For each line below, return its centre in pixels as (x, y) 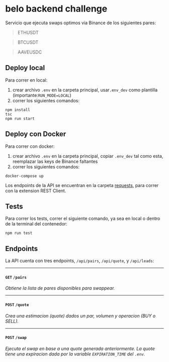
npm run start (20, 118)
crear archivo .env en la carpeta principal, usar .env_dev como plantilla (85, 90)
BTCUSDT (28, 42)
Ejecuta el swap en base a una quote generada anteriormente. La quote (80, 348)
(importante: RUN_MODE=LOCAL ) (42, 95)
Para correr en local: (26, 80)
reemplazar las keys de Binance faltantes (55, 161)
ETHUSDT (28, 32)
